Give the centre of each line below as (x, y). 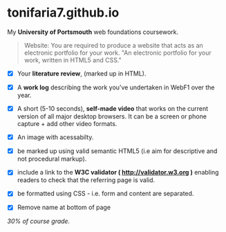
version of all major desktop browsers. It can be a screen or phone (112, 116)
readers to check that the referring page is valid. (86, 180)
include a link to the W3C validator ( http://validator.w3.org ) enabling (118, 172)
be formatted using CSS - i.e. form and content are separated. (105, 194)
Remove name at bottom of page (64, 207)
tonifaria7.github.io (63, 13)
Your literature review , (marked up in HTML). (82, 73)
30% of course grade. (39, 221)
